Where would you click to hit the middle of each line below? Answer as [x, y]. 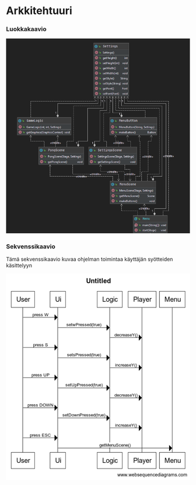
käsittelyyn [19, 265]
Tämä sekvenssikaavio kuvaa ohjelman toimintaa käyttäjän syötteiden [90, 259]
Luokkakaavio [26, 29]
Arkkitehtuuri [39, 11]
